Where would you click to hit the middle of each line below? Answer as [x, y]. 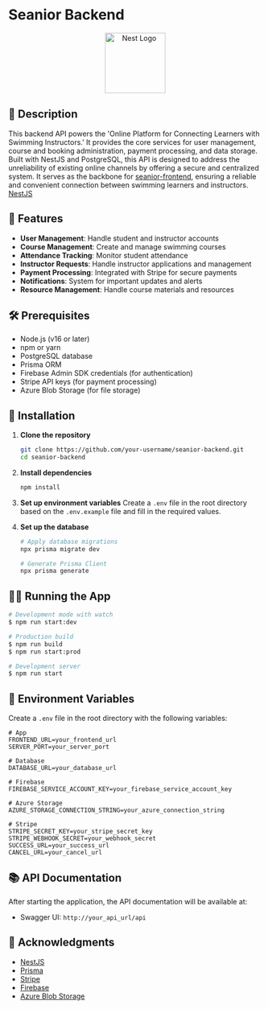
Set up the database [54, 527]
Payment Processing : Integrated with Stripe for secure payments [128, 272]
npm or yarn [40, 348]
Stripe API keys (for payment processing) [88, 382]
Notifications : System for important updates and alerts [111, 281]
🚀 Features [36, 219]
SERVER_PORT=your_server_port [59, 747]
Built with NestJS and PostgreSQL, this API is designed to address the [124, 159]
